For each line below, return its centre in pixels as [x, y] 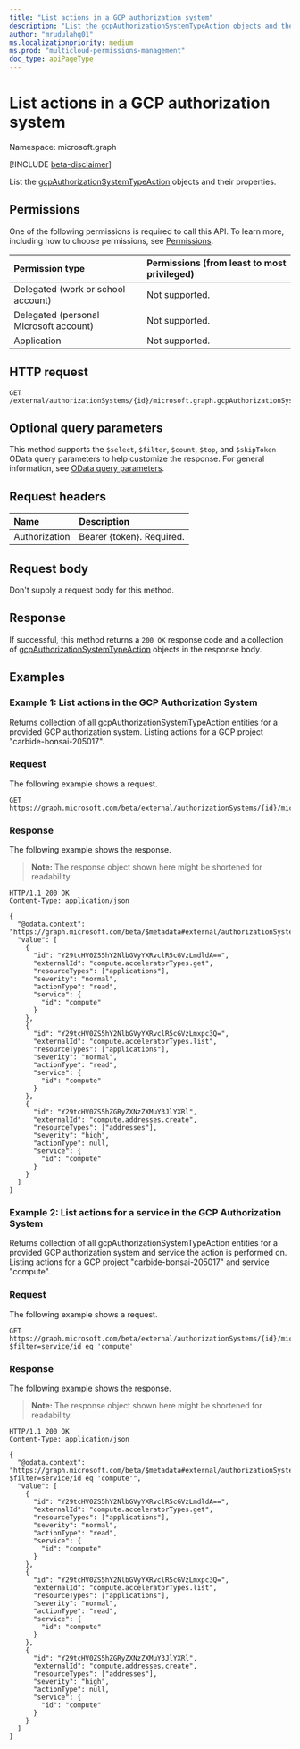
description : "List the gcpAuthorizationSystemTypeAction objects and [143, 26]
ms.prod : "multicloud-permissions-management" [97, 51]
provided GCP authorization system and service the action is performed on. [148, 1253]
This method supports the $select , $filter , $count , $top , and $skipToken [143, 450]
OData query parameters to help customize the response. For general [137, 459]
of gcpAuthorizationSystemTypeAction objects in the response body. [136, 649]
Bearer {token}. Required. [132, 537]
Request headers [58, 496]
